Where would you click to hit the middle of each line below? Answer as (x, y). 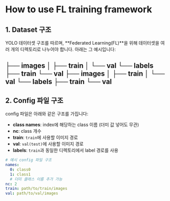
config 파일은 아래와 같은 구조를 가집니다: (47, 114)
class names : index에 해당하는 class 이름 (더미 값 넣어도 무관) (76, 125)
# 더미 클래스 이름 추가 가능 (36, 179)
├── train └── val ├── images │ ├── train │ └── (85, 74)
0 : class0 (20, 169)
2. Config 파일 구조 (34, 100)
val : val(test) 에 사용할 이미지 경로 (48, 144)
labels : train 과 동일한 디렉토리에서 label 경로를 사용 (66, 150)
